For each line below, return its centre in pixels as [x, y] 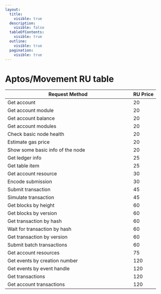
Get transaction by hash [35, 221]
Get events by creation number [43, 261]
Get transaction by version [38, 237]
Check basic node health [36, 134]
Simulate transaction [31, 198]
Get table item [24, 166]
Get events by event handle [39, 269]
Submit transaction [29, 189]
